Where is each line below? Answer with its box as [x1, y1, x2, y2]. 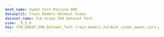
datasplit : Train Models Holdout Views [5, 12, 86, 16]
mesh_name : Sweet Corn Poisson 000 [5, 7, 78, 12]
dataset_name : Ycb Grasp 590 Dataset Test [5, 16, 93, 21]
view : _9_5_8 [5, 20, 32, 25]
